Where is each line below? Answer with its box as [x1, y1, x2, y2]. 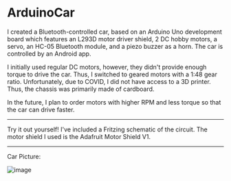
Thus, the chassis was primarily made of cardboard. [7, 85, 155, 93]
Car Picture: [7, 152, 41, 160]
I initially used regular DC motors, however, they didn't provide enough [7, 63, 207, 71]
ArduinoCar [7, 5, 76, 21]
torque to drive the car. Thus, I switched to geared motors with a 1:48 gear [7, 70, 218, 78]
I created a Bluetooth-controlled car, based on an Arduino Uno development [7, 28, 222, 36]
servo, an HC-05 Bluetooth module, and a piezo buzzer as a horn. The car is [7, 42, 223, 50]
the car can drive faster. [7, 105, 75, 114]
